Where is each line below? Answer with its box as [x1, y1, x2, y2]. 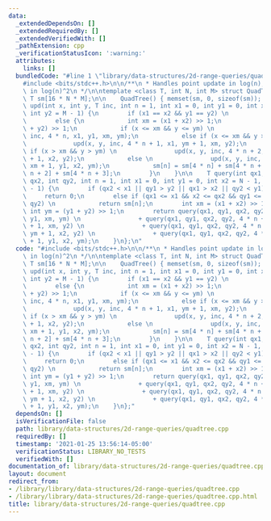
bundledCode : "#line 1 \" [15, 72, 103, 80]
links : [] [23, 65, 56, 73]
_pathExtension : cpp [15, 42, 85, 50]
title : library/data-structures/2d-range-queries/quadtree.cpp [8, 500, 226, 508]
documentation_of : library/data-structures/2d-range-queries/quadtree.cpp [8, 462, 265, 471]
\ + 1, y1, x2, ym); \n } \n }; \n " [23, 237, 143, 246]
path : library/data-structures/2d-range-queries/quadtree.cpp [15, 425, 229, 433]
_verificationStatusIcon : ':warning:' [15, 49, 147, 57]
